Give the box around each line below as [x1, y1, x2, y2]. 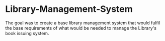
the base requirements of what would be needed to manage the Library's [5, 25, 157, 31]
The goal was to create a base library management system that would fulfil [5, 20, 160, 26]
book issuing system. [5, 30, 49, 36]
